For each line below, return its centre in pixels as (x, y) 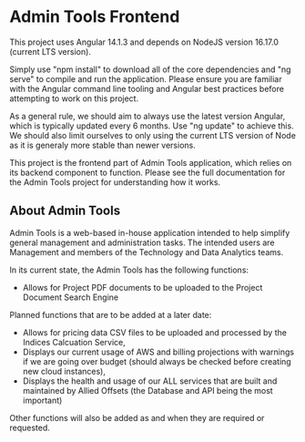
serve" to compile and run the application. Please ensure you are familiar (146, 78)
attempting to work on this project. (74, 98)
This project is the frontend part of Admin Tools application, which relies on (151, 162)
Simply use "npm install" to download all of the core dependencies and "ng (150, 69)
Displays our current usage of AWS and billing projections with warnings (158, 352)
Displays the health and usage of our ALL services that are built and (150, 381)
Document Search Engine (71, 297)
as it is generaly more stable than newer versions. (102, 145)
